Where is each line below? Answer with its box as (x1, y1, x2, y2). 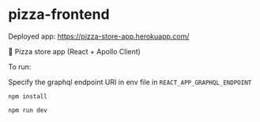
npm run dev (8, 106, 47, 114)
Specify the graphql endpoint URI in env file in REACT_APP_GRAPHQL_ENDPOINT (8, 77, 252, 87)
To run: (8, 61, 32, 72)
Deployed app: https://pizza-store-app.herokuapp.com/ (8, 31, 190, 41)
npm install (8, 92, 47, 100)
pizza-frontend (8, 6, 110, 24)
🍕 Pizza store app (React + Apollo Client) (8, 46, 141, 56)
